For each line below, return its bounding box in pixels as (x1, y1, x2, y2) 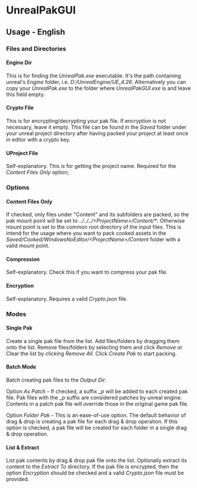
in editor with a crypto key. (6, 136, 71, 143)
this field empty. (6, 90, 45, 97)
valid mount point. (6, 242, 50, 250)
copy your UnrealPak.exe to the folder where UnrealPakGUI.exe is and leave (6, 85, 191, 92)
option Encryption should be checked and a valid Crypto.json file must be (6, 469, 184, 476)
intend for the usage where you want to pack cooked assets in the (6, 230, 166, 237)
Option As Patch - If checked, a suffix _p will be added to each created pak (6, 388, 188, 395)
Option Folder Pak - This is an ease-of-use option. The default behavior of (6, 412, 186, 419)
